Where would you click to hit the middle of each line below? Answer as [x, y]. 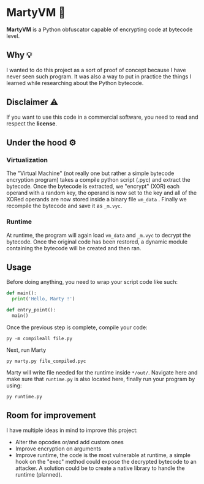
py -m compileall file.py [39, 338]
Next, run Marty [26, 350]
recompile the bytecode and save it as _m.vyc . [64, 206]
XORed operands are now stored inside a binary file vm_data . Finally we [96, 199]
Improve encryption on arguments [58, 449]
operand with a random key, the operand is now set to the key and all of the [102, 193]
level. [13, 35]
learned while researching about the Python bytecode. [75, 83]
